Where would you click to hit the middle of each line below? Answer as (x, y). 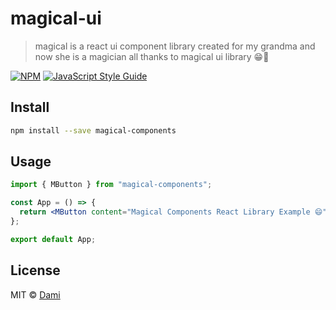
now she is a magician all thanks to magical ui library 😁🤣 (152, 56)
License (35, 270)
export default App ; (53, 239)
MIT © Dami (35, 294)
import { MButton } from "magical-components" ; (111, 185)
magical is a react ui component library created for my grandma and (175, 46)
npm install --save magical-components (93, 130)
